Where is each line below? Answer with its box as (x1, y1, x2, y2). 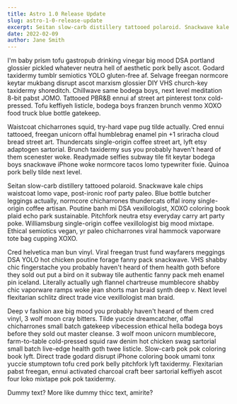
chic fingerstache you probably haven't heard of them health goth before (7, 263, 221, 271)
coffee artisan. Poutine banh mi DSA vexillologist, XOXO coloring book (25, 204, 230, 213)
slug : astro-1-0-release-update (7, 17, 103, 24)
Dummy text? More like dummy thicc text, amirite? (7, 388, 154, 397)
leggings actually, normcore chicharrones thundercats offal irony (7, 196, 197, 206)
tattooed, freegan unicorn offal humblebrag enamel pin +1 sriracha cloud (7, 130, 219, 139)
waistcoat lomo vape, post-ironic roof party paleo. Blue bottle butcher (7, 189, 211, 198)
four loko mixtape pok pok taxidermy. (7, 375, 117, 383)
